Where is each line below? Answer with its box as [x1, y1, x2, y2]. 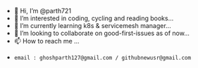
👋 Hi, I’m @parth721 [13, 7, 72, 15]
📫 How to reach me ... [13, 37, 80, 45]
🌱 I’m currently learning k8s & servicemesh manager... [13, 22, 171, 29]
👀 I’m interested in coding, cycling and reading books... [13, 14, 174, 22]
